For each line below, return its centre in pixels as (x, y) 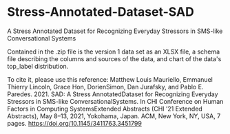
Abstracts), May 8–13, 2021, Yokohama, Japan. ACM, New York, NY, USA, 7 (114, 116)
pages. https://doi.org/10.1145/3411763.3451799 (75, 123)
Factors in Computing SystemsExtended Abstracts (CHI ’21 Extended (105, 109)
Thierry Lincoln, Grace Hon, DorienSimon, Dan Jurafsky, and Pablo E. (105, 87)
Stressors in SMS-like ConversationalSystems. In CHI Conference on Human (115, 101)
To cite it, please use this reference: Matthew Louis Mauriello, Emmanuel (110, 79)
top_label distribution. (38, 66)
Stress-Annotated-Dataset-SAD (101, 12)
